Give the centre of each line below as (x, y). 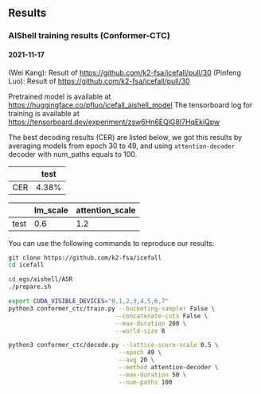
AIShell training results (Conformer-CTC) (90, 36)
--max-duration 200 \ (151, 323)
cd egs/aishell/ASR (41, 279)
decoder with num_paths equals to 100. (73, 154)
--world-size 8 (140, 331)
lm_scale (52, 210)
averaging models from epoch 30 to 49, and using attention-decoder (122, 146)
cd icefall (26, 265)
